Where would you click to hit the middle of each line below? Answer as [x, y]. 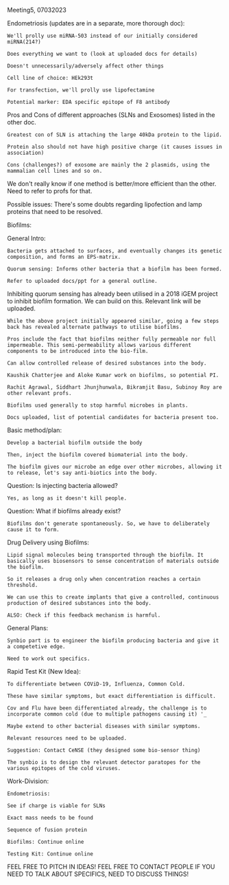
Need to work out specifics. [49, 659]
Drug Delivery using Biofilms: [48, 542]
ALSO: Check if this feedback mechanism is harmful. [84, 615]
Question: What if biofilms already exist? [64, 511]
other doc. [22, 122]
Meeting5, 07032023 [37, 10]
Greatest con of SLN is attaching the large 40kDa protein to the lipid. [115, 135]
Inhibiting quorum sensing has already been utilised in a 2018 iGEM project [112, 294]
